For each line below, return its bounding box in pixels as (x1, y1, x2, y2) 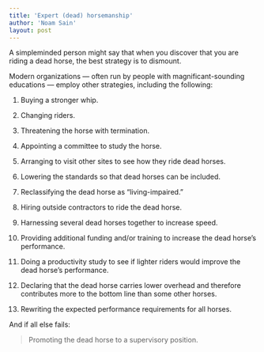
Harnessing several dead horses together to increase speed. (20, 218, 218, 228)
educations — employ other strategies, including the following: (9, 80, 213, 89)
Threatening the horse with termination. (20, 126, 149, 135)
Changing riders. (20, 111, 76, 120)
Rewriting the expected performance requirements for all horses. (20, 305, 232, 314)
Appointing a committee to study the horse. (20, 142, 162, 151)
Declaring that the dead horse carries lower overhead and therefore (20, 281, 242, 290)
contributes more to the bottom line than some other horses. (20, 290, 217, 299)
